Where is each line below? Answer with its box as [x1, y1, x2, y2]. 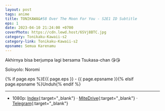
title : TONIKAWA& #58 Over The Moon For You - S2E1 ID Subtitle [5, 16, 137, 21]
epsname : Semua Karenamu [5, 44, 56, 48]
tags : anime [5, 12, 29, 17]
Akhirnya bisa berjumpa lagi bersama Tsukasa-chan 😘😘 [5, 57, 120, 63]
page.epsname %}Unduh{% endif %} [5, 81, 81, 87]
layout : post [5, 7, 32, 12]
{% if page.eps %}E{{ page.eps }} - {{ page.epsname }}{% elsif [5, 76, 134, 82]
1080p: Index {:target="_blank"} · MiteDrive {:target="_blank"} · [12, 95, 138, 101]
